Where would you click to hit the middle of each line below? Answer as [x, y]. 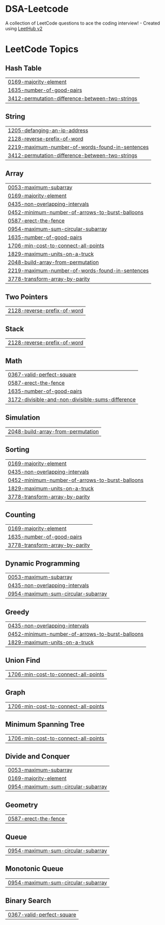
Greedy [17, 612]
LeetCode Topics [42, 49]
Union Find [23, 661]
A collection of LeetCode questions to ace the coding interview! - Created [83, 23]
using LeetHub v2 [24, 28]
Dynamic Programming [43, 563]
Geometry [22, 805]
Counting [20, 515]
